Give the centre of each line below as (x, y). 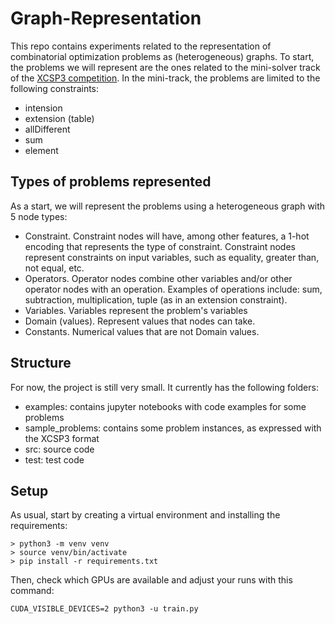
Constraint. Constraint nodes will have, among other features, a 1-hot (167, 236)
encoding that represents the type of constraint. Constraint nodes (160, 246)
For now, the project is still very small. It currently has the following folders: (164, 387)
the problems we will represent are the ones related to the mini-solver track (165, 67)
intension (43, 108)
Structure (41, 363)
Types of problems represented (111, 182)
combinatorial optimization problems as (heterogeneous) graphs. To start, (162, 56)
